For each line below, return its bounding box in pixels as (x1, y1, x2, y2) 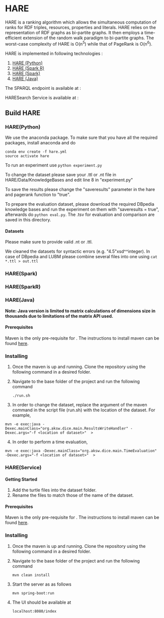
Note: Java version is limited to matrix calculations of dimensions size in (5, 308, 156, 314)
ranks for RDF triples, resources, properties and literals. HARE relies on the (5, 24, 156, 30)
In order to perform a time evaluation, (12, 439, 88, 445)
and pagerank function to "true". (5, 192, 71, 198)
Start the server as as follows (12, 581, 72, 587)
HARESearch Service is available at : (5, 94, 79, 101)
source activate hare (5, 154, 50, 159)
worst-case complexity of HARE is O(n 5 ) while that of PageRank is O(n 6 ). (5, 40, 153, 47)
